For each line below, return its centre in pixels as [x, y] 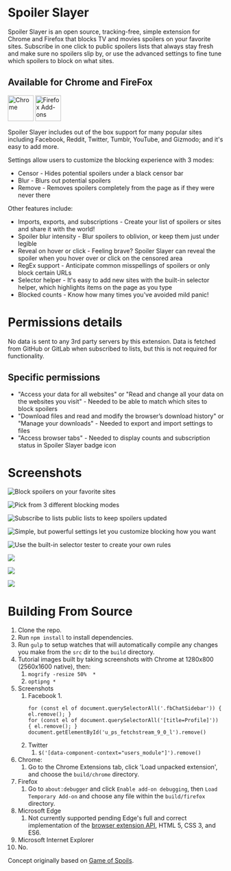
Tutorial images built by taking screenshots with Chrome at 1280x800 [116, 660]
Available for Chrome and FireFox [80, 83]
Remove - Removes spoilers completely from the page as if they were [116, 187]
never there [34, 195]
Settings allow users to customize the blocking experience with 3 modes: [111, 160]
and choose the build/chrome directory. [84, 774]
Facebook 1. [45, 696]
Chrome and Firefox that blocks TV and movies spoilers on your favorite [109, 38]
